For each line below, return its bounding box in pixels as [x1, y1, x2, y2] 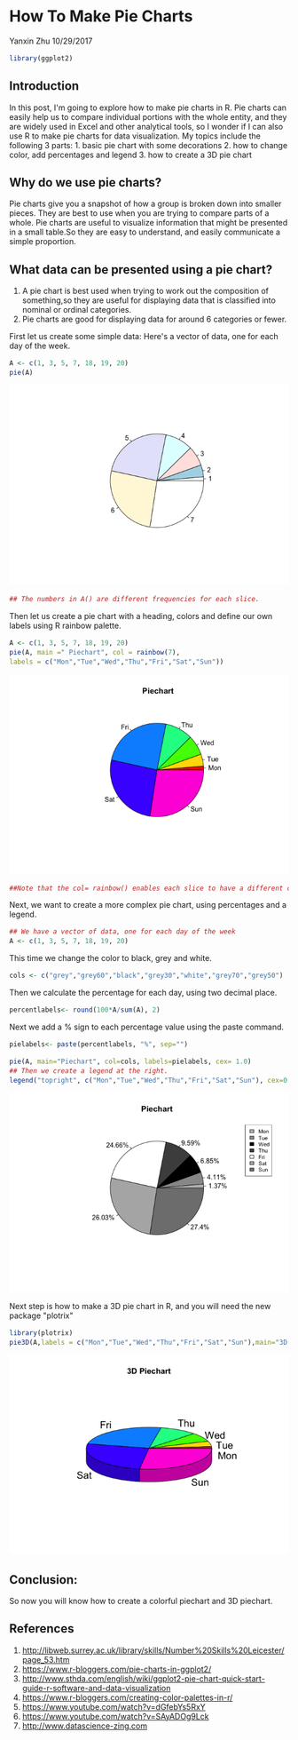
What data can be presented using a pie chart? [9, 262, 273, 277]
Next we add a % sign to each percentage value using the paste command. [9, 1021, 285, 1032]
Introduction [9, 78, 80, 94]
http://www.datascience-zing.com [21, 1720, 148, 1731]
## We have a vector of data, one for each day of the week [9, 927, 237, 936]
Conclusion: [9, 1572, 78, 1587]
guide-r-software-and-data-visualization [21, 1682, 171, 1693]
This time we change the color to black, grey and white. [9, 953, 213, 964]
